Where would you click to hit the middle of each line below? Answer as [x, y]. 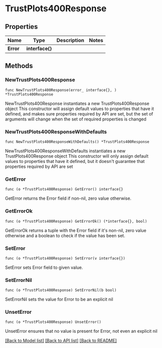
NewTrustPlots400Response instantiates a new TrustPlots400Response [77, 103]
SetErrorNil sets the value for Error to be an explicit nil [59, 300]
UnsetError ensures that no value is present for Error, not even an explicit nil [81, 331]
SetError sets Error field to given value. [44, 267]
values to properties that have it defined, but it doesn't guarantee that [75, 161]
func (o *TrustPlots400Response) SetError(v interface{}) [65, 258]
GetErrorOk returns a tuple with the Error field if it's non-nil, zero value [76, 230]
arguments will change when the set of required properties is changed [76, 119]
